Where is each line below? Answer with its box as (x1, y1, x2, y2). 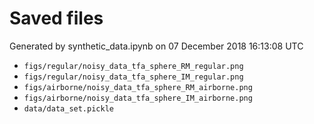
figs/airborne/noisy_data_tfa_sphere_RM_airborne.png (23, 82, 253, 92)
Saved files (9, 7, 104, 30)
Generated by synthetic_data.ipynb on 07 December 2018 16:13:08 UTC (9, 40, 304, 52)
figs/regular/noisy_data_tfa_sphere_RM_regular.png (23, 61, 244, 71)
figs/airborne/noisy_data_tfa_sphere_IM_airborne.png (23, 93, 253, 103)
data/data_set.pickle (23, 103, 114, 114)
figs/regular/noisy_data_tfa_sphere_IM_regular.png (23, 72, 244, 82)
